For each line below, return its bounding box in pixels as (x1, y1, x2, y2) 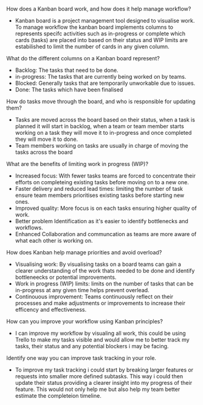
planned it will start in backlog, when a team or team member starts (15, 123, 184, 130)
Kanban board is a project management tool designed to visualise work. (15, 17, 195, 24)
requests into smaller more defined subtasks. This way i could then (15, 373, 184, 380)
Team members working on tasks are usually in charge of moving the (15, 142, 188, 149)
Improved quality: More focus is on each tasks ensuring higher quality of (15, 204, 197, 212)
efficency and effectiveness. (15, 306, 87, 313)
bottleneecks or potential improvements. (15, 274, 117, 281)
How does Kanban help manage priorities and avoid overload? (6, 249, 162, 256)
